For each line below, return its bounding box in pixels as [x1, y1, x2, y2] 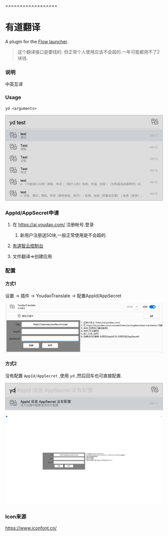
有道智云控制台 [12, 243, 43, 249]
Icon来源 [5, 513, 26, 520]
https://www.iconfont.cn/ [5, 525, 57, 531]
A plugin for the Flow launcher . [5, 38, 68, 44]
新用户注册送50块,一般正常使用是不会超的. [19, 232, 107, 238]
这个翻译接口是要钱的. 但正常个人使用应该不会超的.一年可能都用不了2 [17, 48, 160, 55]
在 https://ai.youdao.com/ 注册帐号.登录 [12, 222, 94, 228]
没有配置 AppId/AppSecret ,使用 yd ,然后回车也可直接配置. [5, 373, 122, 379]
